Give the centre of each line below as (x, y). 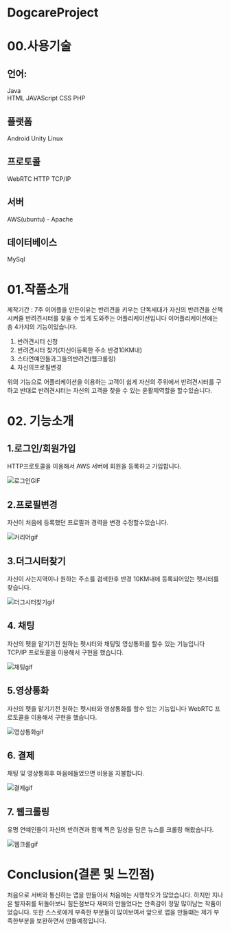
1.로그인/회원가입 (42, 448)
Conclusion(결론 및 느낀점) (81, 875)
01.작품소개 (38, 289)
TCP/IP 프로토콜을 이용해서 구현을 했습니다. (66, 652)
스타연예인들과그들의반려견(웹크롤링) (66, 359)
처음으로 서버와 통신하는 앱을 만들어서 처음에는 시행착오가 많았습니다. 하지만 (109, 895)
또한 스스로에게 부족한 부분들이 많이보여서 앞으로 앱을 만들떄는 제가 (123, 912)
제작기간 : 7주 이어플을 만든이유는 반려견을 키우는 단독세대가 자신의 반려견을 (109, 310)
